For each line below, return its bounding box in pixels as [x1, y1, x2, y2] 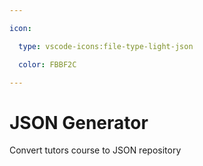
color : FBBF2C [18, 59, 77, 70]
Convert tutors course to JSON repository [9, 144, 182, 156]
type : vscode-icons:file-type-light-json [18, 41, 194, 51]
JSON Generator [9, 111, 149, 134]
